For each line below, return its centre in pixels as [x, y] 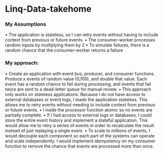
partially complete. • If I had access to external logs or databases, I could [78, 115]
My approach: [22, 63]
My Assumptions [26, 24]
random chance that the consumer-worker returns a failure [64, 50]
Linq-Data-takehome [48, 9]
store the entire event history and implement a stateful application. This [76, 120]
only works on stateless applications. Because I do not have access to [75, 94]
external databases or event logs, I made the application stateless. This [76, 99]
